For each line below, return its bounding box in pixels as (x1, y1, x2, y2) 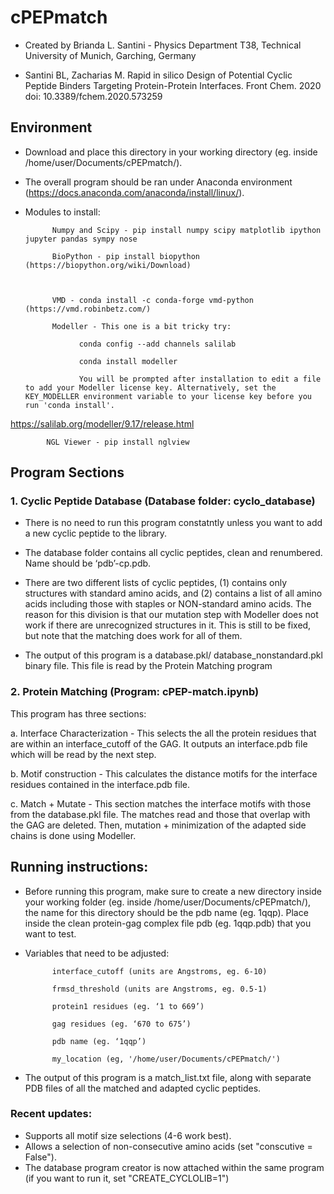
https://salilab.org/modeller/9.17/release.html (10, 417, 195, 430)
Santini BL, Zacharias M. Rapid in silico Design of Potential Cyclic (24, 69, 293, 81)
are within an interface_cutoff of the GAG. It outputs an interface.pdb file (10, 737, 308, 750)
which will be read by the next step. (10, 748, 157, 760)
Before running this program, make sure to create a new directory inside (24, 885, 322, 897)
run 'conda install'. (24, 400, 115, 410)
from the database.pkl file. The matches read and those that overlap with (10, 808, 311, 820)
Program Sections (10, 464, 125, 481)
